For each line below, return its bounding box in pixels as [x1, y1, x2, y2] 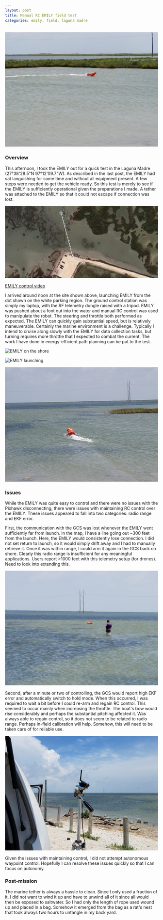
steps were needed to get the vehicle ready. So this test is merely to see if [5, 181, 153, 187]
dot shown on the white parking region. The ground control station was [5, 297, 147, 303]
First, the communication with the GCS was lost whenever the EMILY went [5, 525, 153, 531]
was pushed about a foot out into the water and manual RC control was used [5, 308, 158, 314]
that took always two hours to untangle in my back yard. [5, 909, 117, 915]
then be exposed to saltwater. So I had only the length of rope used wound [5, 899, 154, 905]
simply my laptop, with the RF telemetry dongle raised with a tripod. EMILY [5, 302, 154, 308]
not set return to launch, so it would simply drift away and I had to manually [5, 540, 155, 546]
